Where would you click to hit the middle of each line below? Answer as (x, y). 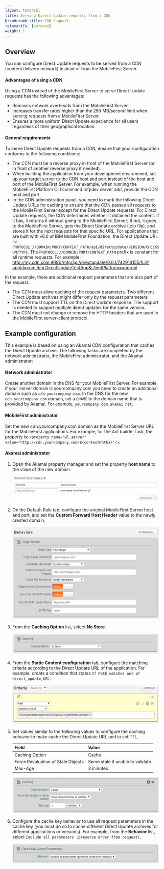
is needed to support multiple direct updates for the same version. (79, 308)
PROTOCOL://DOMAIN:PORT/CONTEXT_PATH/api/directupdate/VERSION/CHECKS (86, 247)
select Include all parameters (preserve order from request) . (76, 837)
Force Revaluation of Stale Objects (49, 761)
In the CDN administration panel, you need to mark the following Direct (83, 200)
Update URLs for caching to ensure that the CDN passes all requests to (84, 205)
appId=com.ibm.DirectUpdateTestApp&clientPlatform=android (75, 268)
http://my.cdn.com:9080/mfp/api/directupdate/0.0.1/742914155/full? (81, 262)
